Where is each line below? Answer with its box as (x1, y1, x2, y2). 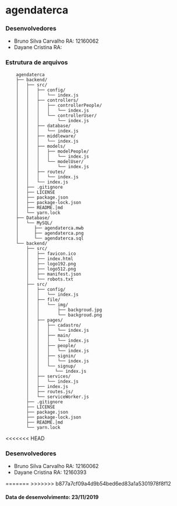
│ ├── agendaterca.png (16, 230, 84, 236)
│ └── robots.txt (26, 276, 74, 282)
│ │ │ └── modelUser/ (16, 158, 84, 164)
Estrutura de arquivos (5, 58, 68, 67)
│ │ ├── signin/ (26, 353, 76, 359)
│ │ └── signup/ (26, 363, 76, 369)
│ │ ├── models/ (16, 143, 66, 149)
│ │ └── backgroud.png (26, 312, 102, 318)
